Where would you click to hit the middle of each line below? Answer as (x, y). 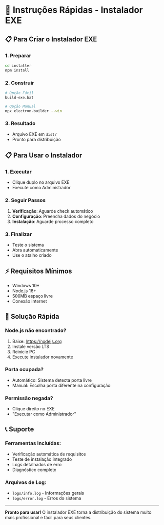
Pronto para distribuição (36, 139)
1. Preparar (18, 55)
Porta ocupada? (24, 370)
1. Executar (18, 172)
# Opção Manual (20, 106)
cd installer (18, 66)
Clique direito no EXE (33, 409)
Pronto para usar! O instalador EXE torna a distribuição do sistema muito (78, 512)
